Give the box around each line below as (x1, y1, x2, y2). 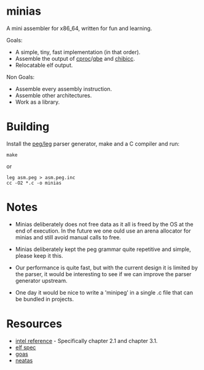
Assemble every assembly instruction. (15, 85, 112, 93)
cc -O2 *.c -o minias (6, 180, 62, 186)
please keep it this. (15, 252, 63, 259)
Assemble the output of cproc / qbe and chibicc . (15, 55, 135, 62)
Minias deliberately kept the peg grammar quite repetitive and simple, (15, 245, 192, 253)
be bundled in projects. (15, 295, 74, 303)
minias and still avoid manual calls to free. (15, 233, 121, 241)
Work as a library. (15, 98, 60, 106)
